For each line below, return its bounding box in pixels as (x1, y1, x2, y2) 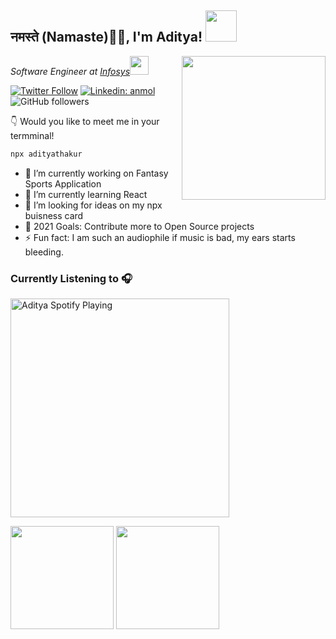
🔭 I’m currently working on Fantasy (24, 167, 169, 179)
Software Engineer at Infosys (10, 65, 131, 77)
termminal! (10, 129, 55, 141)
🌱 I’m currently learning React (24, 188, 148, 200)
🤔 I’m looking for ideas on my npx (24, 199, 163, 211)
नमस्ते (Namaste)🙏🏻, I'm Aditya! (10, 29, 203, 46)
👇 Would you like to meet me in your (10, 115, 160, 127)
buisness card (24, 209, 84, 221)
